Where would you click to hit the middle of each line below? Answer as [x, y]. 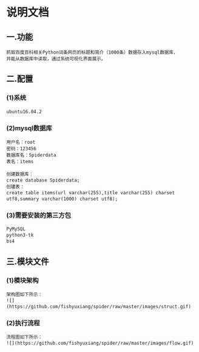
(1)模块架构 [22, 280]
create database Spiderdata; [43, 180]
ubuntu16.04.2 [24, 111]
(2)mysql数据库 [29, 128]
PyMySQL [16, 229]
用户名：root [21, 142]
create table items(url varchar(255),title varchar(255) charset [90, 192]
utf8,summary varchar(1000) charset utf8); [62, 199]
